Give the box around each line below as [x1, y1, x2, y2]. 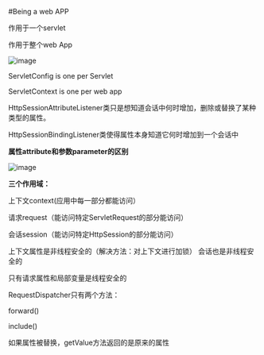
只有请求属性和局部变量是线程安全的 [8, 273, 127, 283]
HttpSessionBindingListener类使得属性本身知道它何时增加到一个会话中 [8, 130, 239, 139]
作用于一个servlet [8, 23, 66, 33]
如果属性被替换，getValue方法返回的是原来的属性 [8, 338, 169, 347]
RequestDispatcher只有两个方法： [8, 290, 120, 299]
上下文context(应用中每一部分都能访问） [8, 196, 141, 205]
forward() [8, 306, 40, 315]
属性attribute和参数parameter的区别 [8, 147, 129, 156]
